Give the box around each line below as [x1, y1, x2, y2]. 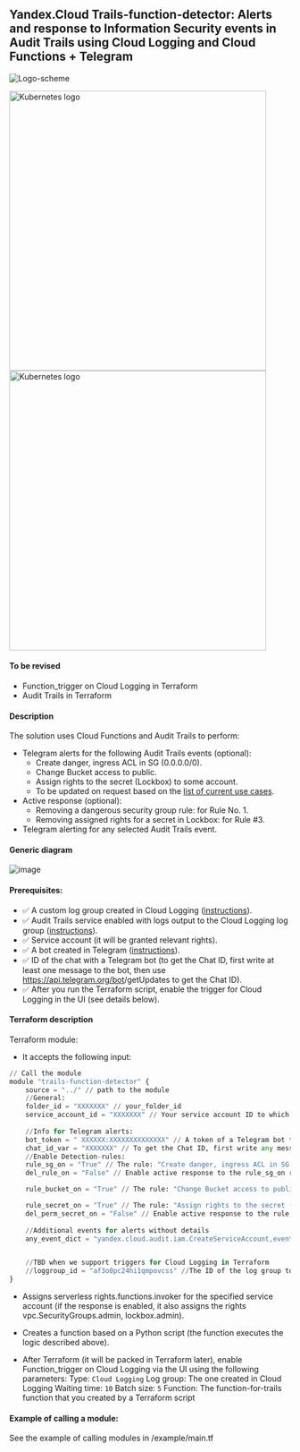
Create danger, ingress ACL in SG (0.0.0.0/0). [35, 757, 203, 768]
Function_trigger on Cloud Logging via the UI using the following [21, 1364, 259, 1375]
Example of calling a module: [9, 1413, 119, 1423]
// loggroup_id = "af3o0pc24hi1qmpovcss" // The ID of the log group [25, 1267, 281, 1276]
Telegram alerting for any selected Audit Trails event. [21, 824, 217, 835]
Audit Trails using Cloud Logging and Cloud [9, 35, 256, 50]
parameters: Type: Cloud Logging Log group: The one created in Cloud [21, 1373, 282, 1384]
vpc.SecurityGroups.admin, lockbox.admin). [21, 1311, 185, 1321]
